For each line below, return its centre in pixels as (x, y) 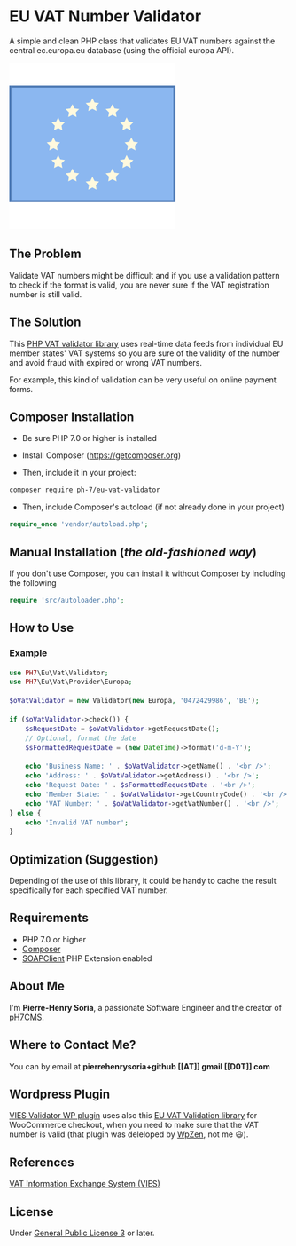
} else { (25, 813)
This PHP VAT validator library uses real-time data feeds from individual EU (146, 343)
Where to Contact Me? (73, 1045)
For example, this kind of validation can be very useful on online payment (143, 380)
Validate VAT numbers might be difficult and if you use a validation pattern (145, 275)
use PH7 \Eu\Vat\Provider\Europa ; (71, 682)
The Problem (45, 254)
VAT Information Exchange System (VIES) (85, 1184)
